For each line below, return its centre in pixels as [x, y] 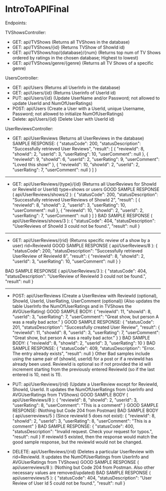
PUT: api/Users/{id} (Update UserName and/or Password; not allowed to [86, 98]
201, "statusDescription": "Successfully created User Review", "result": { [86, 327]
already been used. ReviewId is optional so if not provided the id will [82, 364]
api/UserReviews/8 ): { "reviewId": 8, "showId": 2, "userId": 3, [75, 400]
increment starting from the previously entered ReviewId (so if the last [83, 369]
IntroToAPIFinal [37, 9]
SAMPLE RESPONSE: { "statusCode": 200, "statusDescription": [77, 143]
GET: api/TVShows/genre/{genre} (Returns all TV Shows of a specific [83, 63]
